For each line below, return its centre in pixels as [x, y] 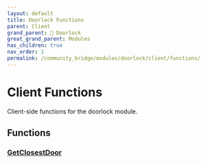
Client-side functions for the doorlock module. [73, 111]
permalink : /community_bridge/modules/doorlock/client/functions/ [104, 58]
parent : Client [29, 26]
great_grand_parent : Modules [49, 39]
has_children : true [35, 45]
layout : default [30, 13]
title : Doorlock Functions [46, 20]
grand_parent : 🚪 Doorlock [44, 33]
